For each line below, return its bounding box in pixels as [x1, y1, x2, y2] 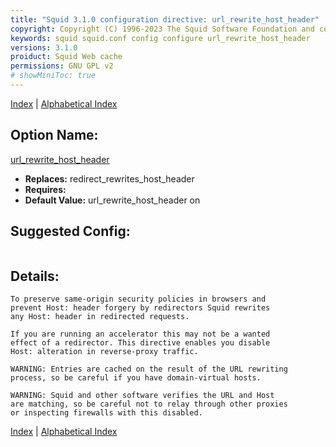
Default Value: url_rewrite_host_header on [24, 194, 201, 206]
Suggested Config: [10, 223, 131, 240]
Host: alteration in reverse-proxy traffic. [10, 347, 199, 357]
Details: [10, 267, 60, 285]
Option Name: [10, 127, 99, 144]
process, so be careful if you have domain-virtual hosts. [10, 373, 262, 383]
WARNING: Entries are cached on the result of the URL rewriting [10, 364, 288, 375]
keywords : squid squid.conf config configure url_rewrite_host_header [10, 33, 311, 43]
